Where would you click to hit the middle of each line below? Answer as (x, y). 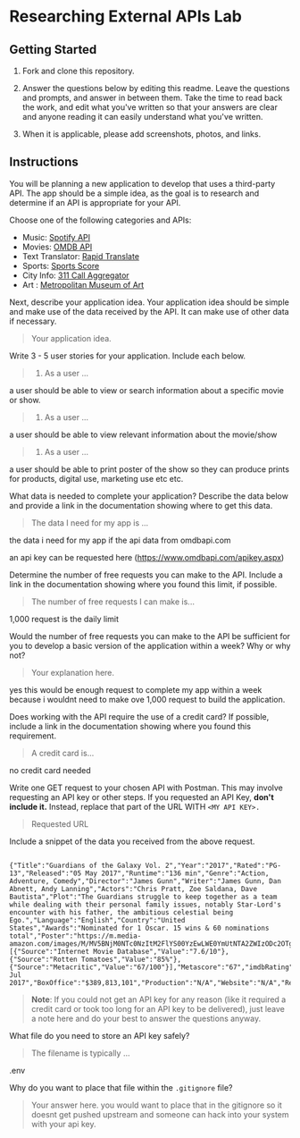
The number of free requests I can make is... (112, 602)
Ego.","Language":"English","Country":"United (97, 920)
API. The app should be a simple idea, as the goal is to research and (134, 193)
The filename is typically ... (80, 1053)
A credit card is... (62, 753)
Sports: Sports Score (61, 266)
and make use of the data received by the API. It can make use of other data (149, 311)
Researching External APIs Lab (126, 17)
